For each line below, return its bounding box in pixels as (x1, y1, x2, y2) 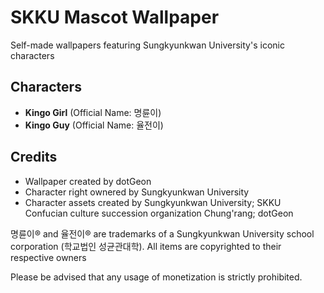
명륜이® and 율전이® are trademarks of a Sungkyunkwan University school (10, 227, 315, 240)
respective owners (10, 251, 87, 263)
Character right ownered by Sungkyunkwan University (24, 186, 250, 198)
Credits (10, 149, 58, 166)
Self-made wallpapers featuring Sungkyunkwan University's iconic (10, 39, 285, 51)
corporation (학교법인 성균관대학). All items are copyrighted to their (10, 240, 282, 252)
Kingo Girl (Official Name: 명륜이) (24, 106, 162, 118)
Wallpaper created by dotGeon (24, 175, 152, 187)
